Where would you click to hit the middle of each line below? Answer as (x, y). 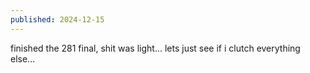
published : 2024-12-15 (57, 19)
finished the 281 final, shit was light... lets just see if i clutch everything (155, 48)
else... (23, 58)
